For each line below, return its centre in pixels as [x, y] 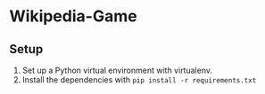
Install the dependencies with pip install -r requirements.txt [139, 80]
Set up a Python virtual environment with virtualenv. [117, 70]
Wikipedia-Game [73, 16]
